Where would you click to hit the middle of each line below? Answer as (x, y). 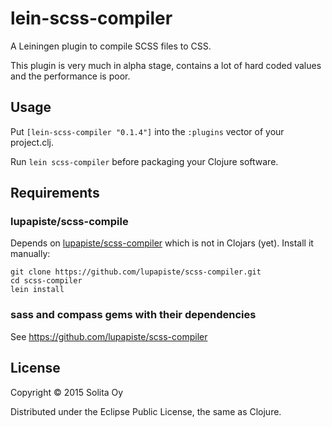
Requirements (55, 193)
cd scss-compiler (46, 281)
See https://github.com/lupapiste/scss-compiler (109, 336)
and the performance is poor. (70, 76)
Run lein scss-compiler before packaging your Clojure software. (144, 161)
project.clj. (32, 142)
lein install (37, 290)
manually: (30, 254)
